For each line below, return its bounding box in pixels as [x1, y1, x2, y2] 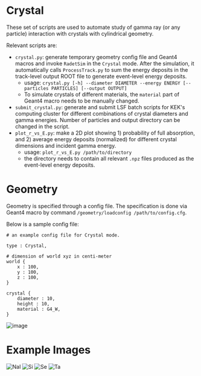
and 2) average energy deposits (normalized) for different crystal [14, 135, 177, 142]
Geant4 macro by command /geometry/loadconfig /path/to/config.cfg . [6, 209, 187, 216]
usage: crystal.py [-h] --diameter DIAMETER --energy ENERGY [24, 79, 180, 86]
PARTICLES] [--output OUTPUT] [51, 85, 127, 91]
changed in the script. [14, 123, 70, 130]
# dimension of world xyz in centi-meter [6, 253, 112, 260]
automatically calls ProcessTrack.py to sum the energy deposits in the [14, 66, 188, 73]
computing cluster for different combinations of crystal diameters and [14, 110, 188, 117]
